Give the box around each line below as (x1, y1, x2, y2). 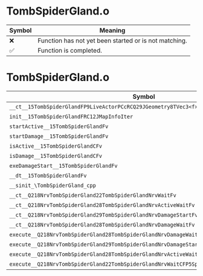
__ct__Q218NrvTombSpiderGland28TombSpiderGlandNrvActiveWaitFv (9, 202, 195, 208)
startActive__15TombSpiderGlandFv (9, 123, 109, 130)
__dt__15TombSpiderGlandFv (9, 172, 87, 179)
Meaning (99, 26, 126, 34)
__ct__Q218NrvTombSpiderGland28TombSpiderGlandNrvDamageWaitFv (9, 221, 195, 228)
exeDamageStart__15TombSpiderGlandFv (9, 162, 118, 169)
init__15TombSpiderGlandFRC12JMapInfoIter (9, 113, 134, 120)
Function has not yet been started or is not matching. (37, 36, 187, 45)
